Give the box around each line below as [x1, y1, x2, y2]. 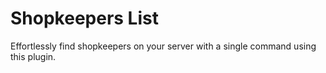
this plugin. [10, 50, 57, 62]
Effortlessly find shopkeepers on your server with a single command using [10, 40, 317, 52]
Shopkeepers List [10, 7, 159, 30]
